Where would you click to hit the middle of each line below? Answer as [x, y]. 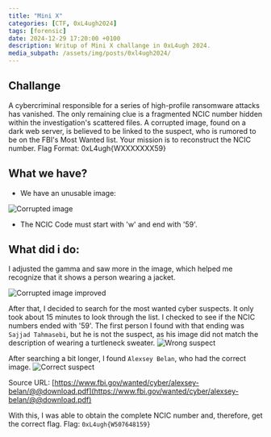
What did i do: [44, 250]
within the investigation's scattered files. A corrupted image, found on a [127, 123]
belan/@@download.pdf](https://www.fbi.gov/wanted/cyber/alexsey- [124, 391]
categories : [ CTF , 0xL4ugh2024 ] [63, 23]
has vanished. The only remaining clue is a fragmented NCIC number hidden [135, 114]
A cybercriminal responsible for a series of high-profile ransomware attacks [134, 105]
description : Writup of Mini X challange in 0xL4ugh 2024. [110, 46]
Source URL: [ [31, 383]
